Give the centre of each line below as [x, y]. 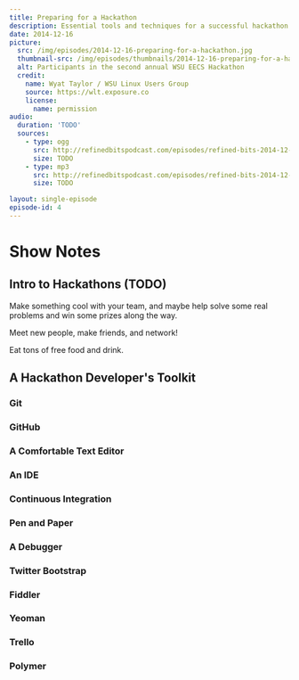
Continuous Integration [61, 498]
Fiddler [25, 594]
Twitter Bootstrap [48, 570]
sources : [33, 134]
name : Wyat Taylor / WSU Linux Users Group [107, 84]
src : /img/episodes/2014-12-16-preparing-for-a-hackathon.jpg [135, 51]
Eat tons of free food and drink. [67, 349]
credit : [32, 76]
